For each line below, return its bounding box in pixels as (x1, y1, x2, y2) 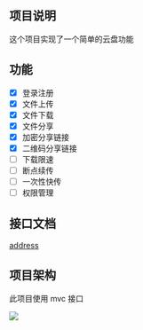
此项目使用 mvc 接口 (9, 293, 84, 303)
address (9, 240, 39, 251)
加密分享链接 (21, 131, 69, 142)
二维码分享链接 (21, 143, 77, 153)
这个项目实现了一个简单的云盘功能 (9, 34, 134, 44)
